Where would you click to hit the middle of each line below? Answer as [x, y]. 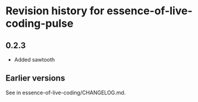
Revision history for [55, 11]
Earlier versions [35, 78]
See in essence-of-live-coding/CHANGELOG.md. [66, 93]
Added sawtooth [34, 60]
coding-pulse [40, 23]
